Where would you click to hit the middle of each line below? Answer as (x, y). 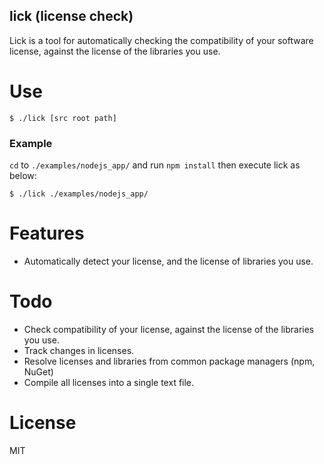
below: (23, 176)
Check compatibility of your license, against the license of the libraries (169, 329)
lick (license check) (71, 16)
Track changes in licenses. (79, 350)
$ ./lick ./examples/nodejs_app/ (79, 194)
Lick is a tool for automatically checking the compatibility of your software (161, 40)
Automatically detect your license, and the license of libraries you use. (168, 261)
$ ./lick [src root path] (63, 118)
